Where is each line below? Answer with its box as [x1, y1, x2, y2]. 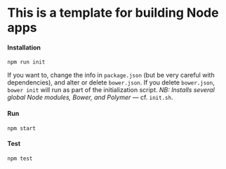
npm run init [7, 59, 46, 66]
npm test [7, 155, 33, 162]
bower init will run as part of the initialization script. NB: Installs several [7, 86, 215, 94]
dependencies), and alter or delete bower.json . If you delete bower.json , [7, 78, 215, 87]
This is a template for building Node [7, 5, 219, 21]
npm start [7, 124, 36, 132]
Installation [7, 43, 41, 52]
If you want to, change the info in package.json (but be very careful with [7, 71, 215, 80]
